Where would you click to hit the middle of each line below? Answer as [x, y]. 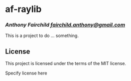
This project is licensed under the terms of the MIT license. [65, 63]
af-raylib [23, 9]
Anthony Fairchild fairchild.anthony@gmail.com [65, 25]
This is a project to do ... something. [42, 35]
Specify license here [26, 73]
